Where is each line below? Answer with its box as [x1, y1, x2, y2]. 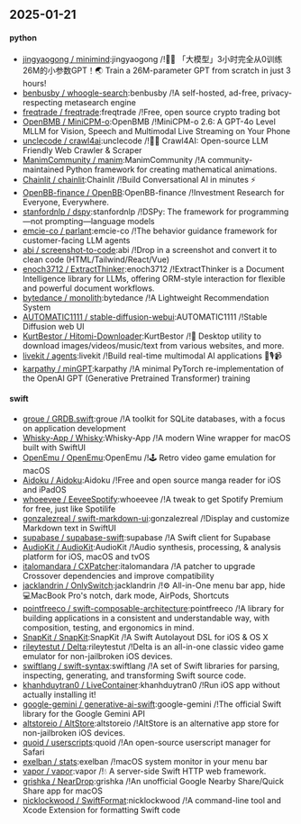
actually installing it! [22, 689, 96, 700]
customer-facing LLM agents [22, 234, 131, 246]
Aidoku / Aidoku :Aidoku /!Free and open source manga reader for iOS [22, 475, 281, 485]
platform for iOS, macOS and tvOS [22, 551, 150, 562]
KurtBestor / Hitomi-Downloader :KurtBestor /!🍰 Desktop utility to [22, 331, 261, 341]
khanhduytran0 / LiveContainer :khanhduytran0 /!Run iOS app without [22, 679, 280, 690]
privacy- [260, 87, 293, 98]
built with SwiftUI [22, 441, 87, 453]
